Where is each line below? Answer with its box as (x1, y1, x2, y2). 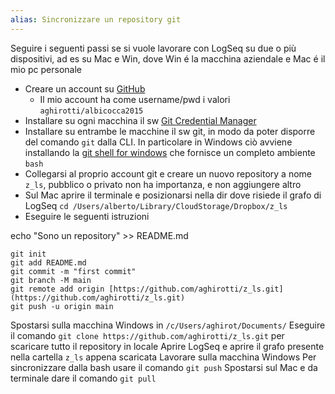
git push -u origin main (10, 301, 114, 311)
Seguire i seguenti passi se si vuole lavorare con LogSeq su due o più (10, 42, 297, 54)
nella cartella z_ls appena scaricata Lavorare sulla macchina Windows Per (10, 351, 317, 363)
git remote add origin (10, 284, 105, 294)
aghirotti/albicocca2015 (39, 106, 144, 116)
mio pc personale (10, 63, 82, 75)
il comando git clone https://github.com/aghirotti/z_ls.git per (10, 329, 285, 341)
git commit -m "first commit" (10, 266, 137, 276)
